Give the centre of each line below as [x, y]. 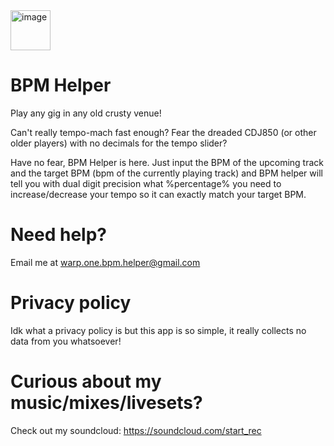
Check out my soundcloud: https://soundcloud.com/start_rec [136, 430]
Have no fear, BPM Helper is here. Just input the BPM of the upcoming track [167, 162]
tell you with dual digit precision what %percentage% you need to [146, 183]
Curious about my [86, 381]
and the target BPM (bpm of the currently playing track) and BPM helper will [166, 173]
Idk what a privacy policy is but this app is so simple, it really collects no [158, 330]
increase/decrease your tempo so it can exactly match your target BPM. [158, 194]
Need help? [58, 235]
